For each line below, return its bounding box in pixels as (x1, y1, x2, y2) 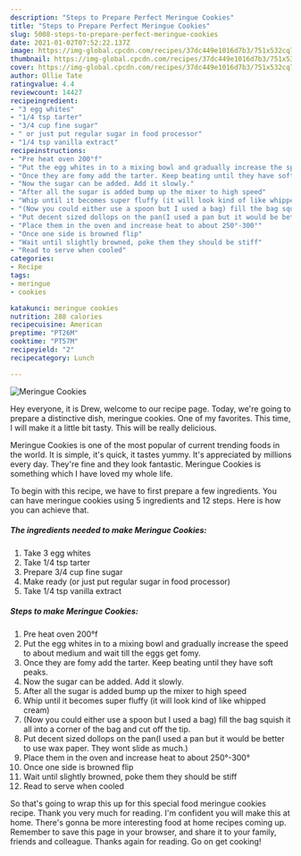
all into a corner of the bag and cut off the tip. (22, 724, 191, 734)
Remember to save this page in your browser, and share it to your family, (10, 826, 277, 837)
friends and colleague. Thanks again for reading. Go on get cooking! (10, 835, 262, 846)
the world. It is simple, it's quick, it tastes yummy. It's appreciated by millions (10, 449, 292, 460)
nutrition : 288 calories (10, 312, 103, 321)
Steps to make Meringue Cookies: (10, 606, 139, 617)
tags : (10, 271, 30, 280)
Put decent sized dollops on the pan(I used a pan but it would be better (22, 733, 285, 743)
